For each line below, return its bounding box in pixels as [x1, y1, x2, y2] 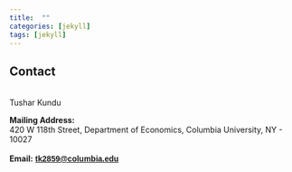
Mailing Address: [9, 115, 75, 126]
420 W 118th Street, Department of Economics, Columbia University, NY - [9, 124, 283, 136]
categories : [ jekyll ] [9, 22, 91, 31]
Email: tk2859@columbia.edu [9, 153, 119, 164]
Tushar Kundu [9, 97, 61, 109]
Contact [9, 63, 56, 79]
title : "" [9, 13, 51, 23]
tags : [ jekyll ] [9, 30, 67, 39]
